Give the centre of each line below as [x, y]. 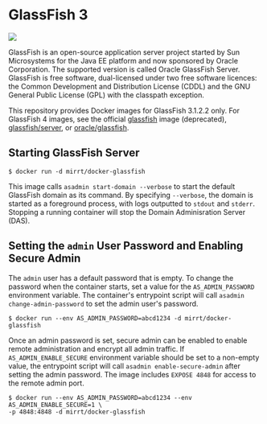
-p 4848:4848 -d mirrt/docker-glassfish [77, 412]
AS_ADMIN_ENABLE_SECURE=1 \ [55, 405]
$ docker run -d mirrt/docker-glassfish [77, 171]
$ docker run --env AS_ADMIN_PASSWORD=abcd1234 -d [95, 318]
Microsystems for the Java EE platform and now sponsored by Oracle [123, 60]
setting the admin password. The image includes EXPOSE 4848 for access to [132, 374]
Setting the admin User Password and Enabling [126, 246]
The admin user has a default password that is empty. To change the [121, 278]
